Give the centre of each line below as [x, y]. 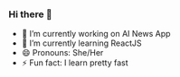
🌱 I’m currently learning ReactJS [81, 43]
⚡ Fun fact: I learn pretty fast [75, 63]
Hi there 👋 [31, 14]
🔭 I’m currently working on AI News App [96, 34]
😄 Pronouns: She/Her [62, 53]
